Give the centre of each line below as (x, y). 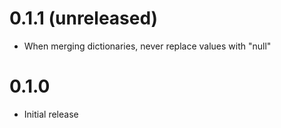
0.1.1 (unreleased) (84, 18)
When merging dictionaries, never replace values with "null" (147, 46)
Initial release (51, 114)
